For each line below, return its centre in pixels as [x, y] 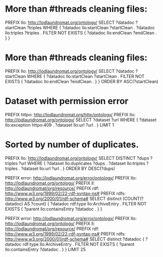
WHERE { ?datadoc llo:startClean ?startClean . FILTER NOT [85, 76]
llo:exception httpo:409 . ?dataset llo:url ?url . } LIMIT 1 [60, 125]
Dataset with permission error [67, 101]
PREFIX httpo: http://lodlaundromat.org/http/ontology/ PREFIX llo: [70, 114]
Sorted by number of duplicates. [72, 145]
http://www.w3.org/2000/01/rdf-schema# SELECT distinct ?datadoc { [75, 239]
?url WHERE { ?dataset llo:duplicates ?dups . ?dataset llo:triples [82, 163]
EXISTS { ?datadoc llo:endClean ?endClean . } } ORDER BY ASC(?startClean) [82, 81]
